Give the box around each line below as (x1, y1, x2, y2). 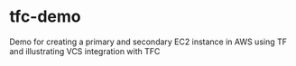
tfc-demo (9, 6, 81, 27)
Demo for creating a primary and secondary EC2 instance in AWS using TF (9, 36, 287, 47)
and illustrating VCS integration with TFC (9, 45, 161, 56)
